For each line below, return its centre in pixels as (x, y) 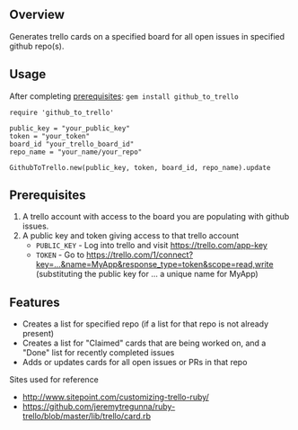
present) (38, 334)
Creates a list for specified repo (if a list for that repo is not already (145, 324)
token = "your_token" (50, 136)
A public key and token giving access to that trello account (131, 236)
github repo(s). (37, 46)
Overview (37, 15)
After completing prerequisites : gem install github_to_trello (124, 96)
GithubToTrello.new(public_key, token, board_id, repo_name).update (140, 167)
